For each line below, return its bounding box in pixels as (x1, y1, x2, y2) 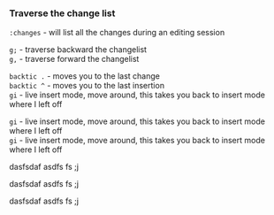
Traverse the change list (9, 7, 116, 19)
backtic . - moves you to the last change (9, 71, 161, 81)
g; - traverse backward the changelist (9, 44, 148, 55)
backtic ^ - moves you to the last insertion (9, 81, 165, 91)
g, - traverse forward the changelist (9, 54, 140, 65)
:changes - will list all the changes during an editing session (9, 27, 225, 38)
